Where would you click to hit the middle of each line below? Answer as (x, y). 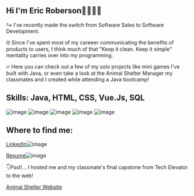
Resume (16, 156)
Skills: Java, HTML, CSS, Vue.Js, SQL (75, 98)
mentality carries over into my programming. (60, 55)
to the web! (20, 176)
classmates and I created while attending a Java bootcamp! (78, 79)
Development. (23, 31)
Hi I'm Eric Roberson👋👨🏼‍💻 (54, 11)
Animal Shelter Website (34, 187)
